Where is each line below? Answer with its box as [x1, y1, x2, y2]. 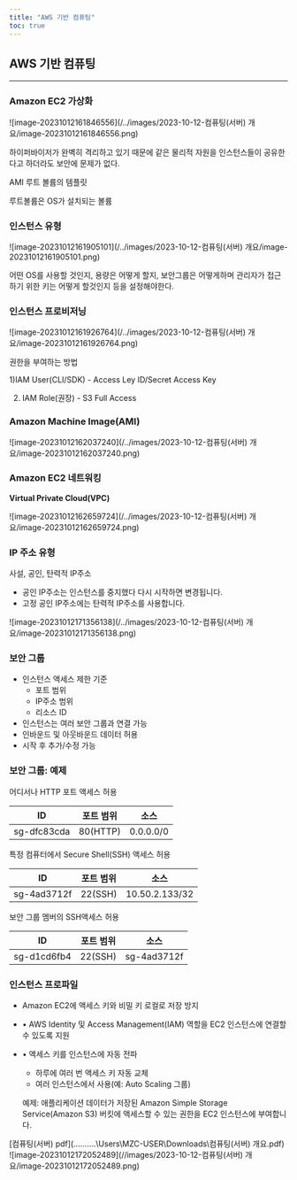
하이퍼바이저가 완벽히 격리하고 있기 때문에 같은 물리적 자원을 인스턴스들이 [9, 147, 263, 158]
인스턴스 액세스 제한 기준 [21, 674, 108, 684]
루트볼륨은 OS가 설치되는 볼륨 [9, 196, 113, 206]
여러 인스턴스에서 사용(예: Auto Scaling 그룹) [34, 1078, 192, 1089]
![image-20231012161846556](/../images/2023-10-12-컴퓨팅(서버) [9, 117, 247, 127]
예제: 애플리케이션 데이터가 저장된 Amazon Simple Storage [21, 1097, 228, 1107]
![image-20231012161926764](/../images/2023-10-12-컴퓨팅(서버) [9, 327, 246, 337]
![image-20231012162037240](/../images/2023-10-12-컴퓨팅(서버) [9, 436, 247, 447]
